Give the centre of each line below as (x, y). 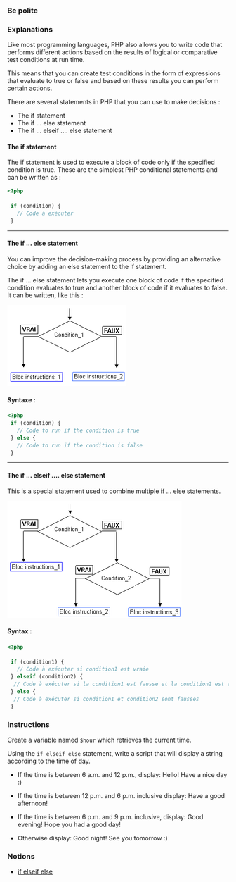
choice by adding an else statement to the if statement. (87, 267)
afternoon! (32, 803)
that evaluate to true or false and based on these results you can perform (113, 81)
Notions (21, 856)
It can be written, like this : (45, 295)
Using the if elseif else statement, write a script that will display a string (115, 754)
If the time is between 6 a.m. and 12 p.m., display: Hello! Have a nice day (122, 775)
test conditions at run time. (46, 60)
